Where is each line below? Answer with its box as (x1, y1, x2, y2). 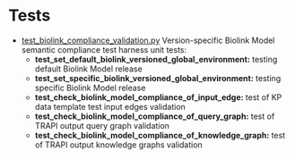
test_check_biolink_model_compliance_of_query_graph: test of (34, 111, 275, 121)
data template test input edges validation (34, 101, 186, 112)
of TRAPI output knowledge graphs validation (34, 139, 203, 150)
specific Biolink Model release (34, 82, 146, 93)
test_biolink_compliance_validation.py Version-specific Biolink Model (21, 35, 275, 46)
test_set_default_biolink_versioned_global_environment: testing (34, 54, 278, 64)
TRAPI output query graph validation (34, 120, 169, 130)
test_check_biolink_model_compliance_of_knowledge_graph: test (34, 130, 286, 140)
